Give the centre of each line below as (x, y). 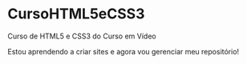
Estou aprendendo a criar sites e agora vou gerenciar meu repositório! (123, 51)
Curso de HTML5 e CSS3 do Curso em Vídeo (82, 36)
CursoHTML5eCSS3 (76, 14)
